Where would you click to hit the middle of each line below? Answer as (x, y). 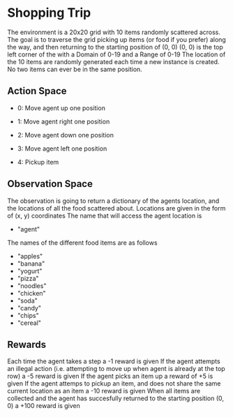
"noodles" (32, 286)
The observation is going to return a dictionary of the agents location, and (113, 201)
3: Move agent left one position (62, 149)
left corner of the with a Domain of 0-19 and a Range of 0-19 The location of (116, 54)
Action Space (37, 91)
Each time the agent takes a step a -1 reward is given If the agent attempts (114, 361)
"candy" (29, 308)
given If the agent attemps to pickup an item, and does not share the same (114, 384)
